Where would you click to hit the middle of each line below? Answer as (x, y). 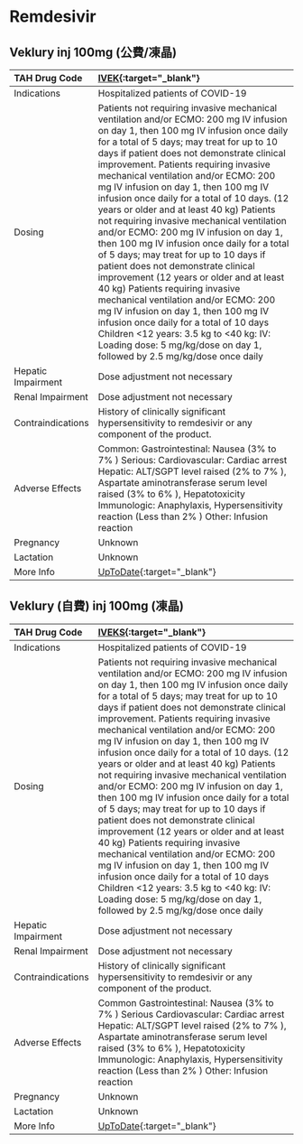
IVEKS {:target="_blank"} (151, 632)
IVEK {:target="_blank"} (149, 78)
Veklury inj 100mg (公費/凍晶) (93, 52)
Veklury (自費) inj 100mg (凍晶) (97, 606)
